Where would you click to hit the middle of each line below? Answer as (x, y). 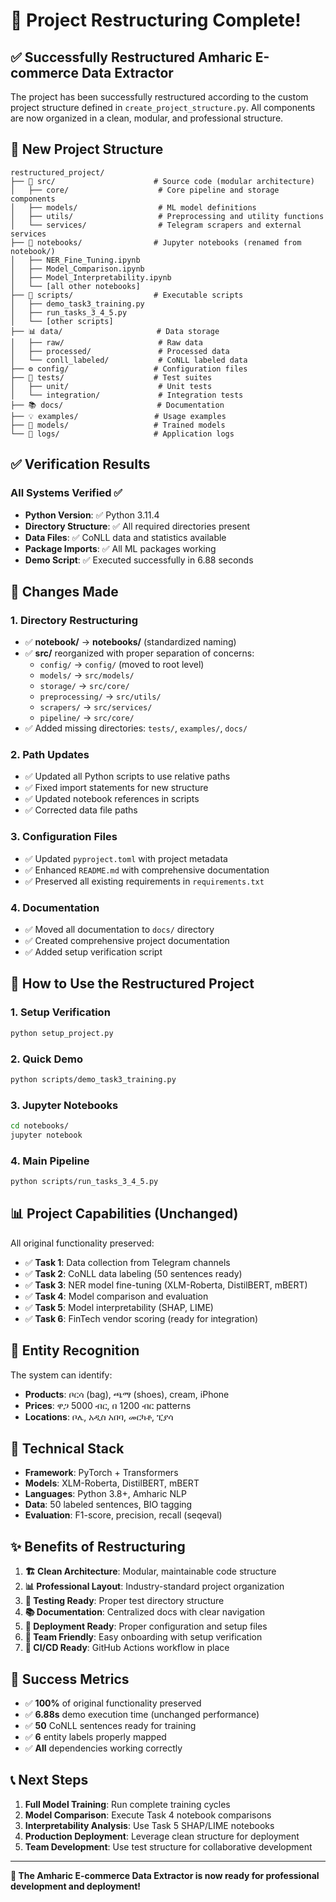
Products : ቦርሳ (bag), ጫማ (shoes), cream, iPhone (127, 1394)
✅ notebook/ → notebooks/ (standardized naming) (130, 642)
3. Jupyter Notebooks (64, 1105)
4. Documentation (55, 907)
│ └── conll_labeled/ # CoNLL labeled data (129, 360)
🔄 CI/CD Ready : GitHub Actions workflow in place (127, 1648)
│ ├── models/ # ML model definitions (133, 207)
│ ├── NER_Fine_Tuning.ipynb (75, 260)
